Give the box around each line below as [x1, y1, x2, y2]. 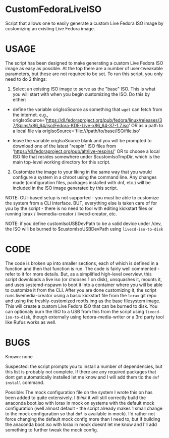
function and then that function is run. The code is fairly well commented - [5, 265, 160, 271]
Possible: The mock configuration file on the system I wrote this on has [5, 389, 153, 395]
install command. [5, 379, 44, 386]
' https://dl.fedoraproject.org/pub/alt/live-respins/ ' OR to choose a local [12, 148, 160, 154]
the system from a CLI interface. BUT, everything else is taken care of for [5, 200, 157, 206]
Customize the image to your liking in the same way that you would [12, 169, 152, 175]
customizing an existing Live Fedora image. [5, 25, 95, 31]
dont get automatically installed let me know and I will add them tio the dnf [5, 374, 160, 380]
